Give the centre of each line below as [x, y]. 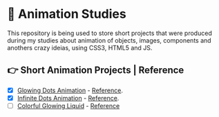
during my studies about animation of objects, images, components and [109, 40]
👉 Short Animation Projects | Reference [96, 71]
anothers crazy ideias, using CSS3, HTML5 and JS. [80, 47]
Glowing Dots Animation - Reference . [70, 90]
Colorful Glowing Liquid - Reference [68, 105]
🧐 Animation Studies [67, 14]
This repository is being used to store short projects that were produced [109, 33]
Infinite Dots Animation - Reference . [68, 98]
